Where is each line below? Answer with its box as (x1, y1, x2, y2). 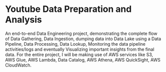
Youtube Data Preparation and (5, 3, 132, 15)
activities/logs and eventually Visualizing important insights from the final (5, 46, 155, 52)
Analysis (5, 14, 42, 25)
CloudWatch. (5, 62, 32, 68)
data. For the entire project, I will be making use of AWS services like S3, (5, 51, 154, 58)
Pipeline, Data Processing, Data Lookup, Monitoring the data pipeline (5, 41, 146, 47)
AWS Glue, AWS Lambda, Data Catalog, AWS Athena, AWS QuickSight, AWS (5, 57, 161, 63)
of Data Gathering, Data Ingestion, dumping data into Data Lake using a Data (5, 36, 162, 42)
